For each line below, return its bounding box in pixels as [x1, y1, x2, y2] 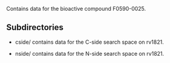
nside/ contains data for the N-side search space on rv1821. [15, 50, 165, 57]
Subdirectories [6, 22, 64, 32]
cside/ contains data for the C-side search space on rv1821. [15, 38, 165, 46]
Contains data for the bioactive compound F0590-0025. [6, 5, 146, 12]
